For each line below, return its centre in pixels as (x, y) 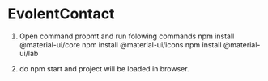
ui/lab (29, 53)
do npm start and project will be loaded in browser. (104, 68)
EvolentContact (61, 14)
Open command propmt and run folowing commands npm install (127, 36)
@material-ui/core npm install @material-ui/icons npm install (120, 44)
